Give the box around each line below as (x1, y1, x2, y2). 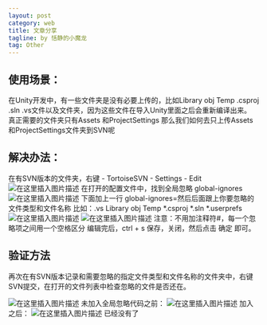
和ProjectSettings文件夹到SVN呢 (8, 125, 116, 135)
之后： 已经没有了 (8, 308, 139, 318)
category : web (8, 19, 56, 27)
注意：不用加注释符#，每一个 (153, 213, 249, 223)
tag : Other (8, 41, 45, 49)
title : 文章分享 (8, 26, 57, 34)
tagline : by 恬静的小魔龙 (8, 33, 88, 42)
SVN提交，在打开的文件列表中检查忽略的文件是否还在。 (8, 281, 191, 291)
